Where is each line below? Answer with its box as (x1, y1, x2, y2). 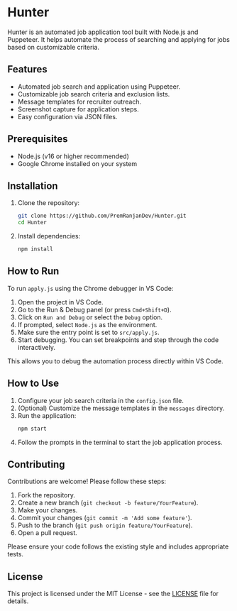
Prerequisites (7, 133, 68, 145)
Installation (7, 180, 58, 192)
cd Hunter (17, 219, 48, 226)
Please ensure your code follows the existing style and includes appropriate (7, 542, 229, 551)
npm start (17, 425, 48, 432)
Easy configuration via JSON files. (17, 112, 118, 121)
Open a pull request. (17, 529, 78, 537)
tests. (7, 550, 23, 558)
